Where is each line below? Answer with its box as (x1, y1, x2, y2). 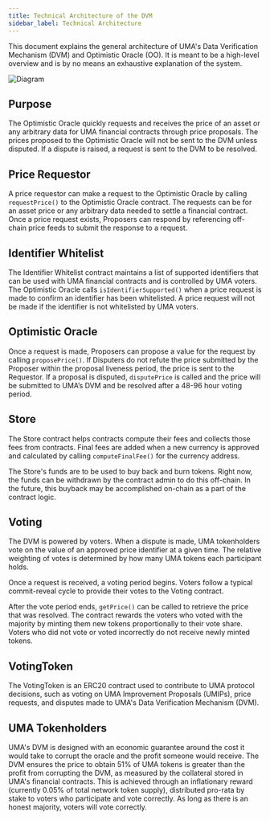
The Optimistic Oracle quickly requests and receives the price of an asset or (8, 118, 260, 129)
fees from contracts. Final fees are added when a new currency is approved (8, 442, 260, 452)
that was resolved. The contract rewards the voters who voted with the (8, 610, 243, 620)
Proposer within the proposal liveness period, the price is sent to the (8, 363, 235, 373)
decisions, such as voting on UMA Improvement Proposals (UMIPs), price (8, 689, 252, 699)
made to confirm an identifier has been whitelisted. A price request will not (8, 293, 256, 302)
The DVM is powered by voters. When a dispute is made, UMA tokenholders (8, 536, 260, 547)
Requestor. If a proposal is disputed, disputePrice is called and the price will (8, 371, 261, 382)
